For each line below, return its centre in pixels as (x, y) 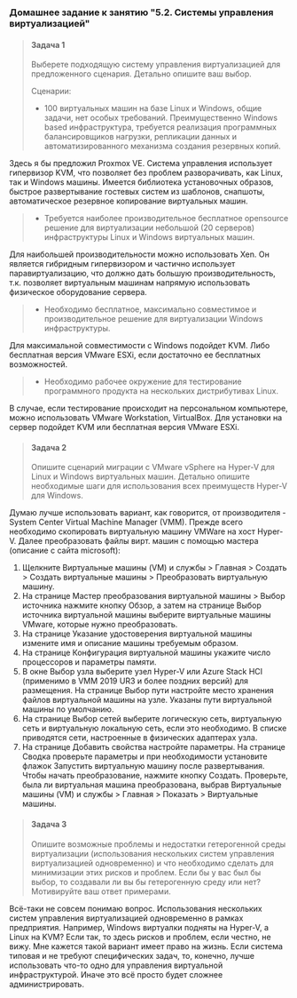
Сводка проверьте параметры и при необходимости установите (145, 756)
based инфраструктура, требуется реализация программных (160, 127)
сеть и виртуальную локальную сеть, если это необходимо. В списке (154, 728)
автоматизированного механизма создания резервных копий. (162, 146)
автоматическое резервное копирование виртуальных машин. (129, 201)
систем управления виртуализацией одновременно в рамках (126, 918)
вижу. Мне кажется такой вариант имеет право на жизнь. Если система (146, 946)
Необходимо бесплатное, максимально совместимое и (150, 309)
